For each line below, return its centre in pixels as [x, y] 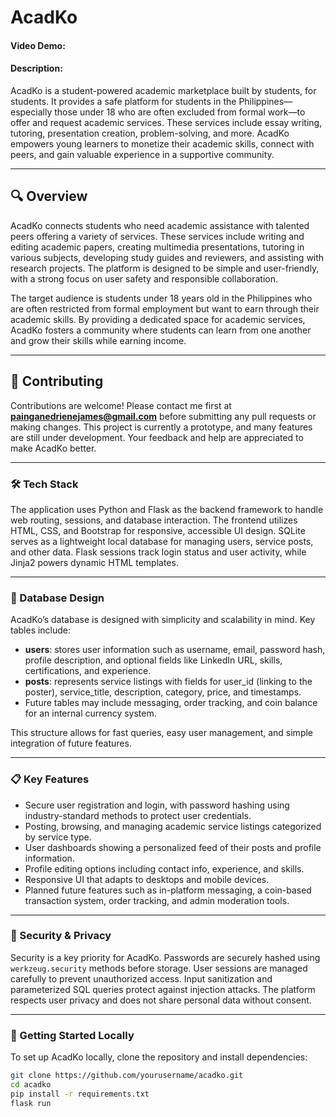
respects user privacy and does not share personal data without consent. [161, 1000]
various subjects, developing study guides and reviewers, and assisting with [167, 257]
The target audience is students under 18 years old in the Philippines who [161, 298]
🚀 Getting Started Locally [72, 1035]
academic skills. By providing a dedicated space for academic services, [158, 319]
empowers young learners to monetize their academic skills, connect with [162, 143]
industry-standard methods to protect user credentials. [138, 815]
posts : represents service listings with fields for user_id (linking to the [168, 682]
